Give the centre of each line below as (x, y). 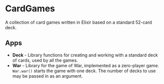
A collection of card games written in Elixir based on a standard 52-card (79, 22)
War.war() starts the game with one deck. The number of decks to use (84, 71)
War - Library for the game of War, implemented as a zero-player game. (86, 65)
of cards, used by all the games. (45, 60)
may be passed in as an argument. (48, 76)
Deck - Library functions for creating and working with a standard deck (85, 55)
